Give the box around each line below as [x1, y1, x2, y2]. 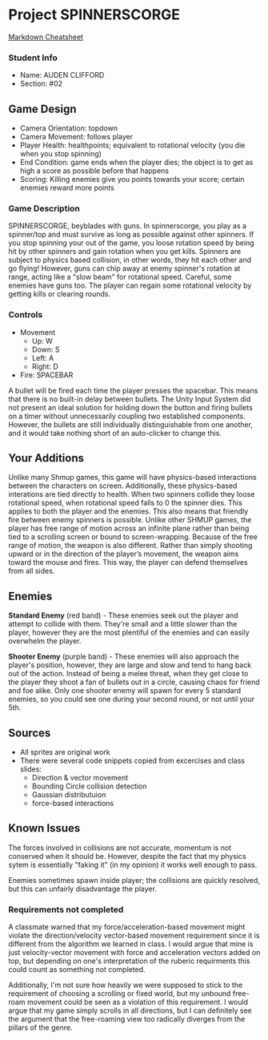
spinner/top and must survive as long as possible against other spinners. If [8, 230, 254, 240]
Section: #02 [19, 79, 62, 89]
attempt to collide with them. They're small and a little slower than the [8, 619, 238, 629]
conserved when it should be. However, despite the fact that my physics [8, 851, 246, 861]
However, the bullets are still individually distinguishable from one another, [8, 419, 254, 429]
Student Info [8, 52, 58, 63]
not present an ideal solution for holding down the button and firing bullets [8, 402, 254, 412]
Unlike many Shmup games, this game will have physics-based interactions [8, 473, 258, 482]
